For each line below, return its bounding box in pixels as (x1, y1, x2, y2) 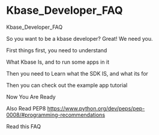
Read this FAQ (6, 122, 41, 130)
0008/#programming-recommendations (6, 111, 106, 118)
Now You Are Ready (6, 93, 56, 100)
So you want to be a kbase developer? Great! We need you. (6, 35, 153, 42)
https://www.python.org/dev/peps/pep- (47, 104, 145, 112)
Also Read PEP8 (6, 104, 46, 112)
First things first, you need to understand (6, 46, 107, 54)
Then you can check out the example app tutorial (6, 82, 128, 89)
